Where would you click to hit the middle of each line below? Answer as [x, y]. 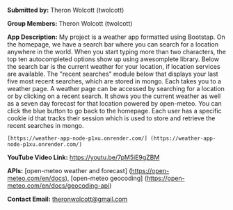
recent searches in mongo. [46, 126]
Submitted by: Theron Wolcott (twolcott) [66, 10]
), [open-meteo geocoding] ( [106, 178]
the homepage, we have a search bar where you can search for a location [113, 44]
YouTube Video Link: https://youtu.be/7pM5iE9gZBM [83, 157]
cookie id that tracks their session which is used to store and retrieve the [111, 118]
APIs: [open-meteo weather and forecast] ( [69, 171]
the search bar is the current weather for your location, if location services [114, 66]
